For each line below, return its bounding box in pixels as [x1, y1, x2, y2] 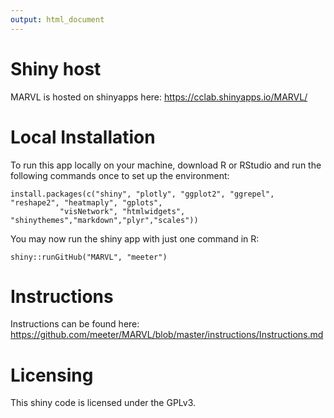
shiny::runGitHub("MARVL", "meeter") [10, 252, 168, 262]
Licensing [10, 364, 94, 386]
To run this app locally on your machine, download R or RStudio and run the [10, 159, 322, 171]
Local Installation [10, 126, 156, 148]
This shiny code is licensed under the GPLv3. [10, 397, 197, 409]
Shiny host [10, 57, 102, 80]
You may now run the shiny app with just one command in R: [10, 232, 260, 245]
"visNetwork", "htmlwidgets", [59, 206, 186, 216]
